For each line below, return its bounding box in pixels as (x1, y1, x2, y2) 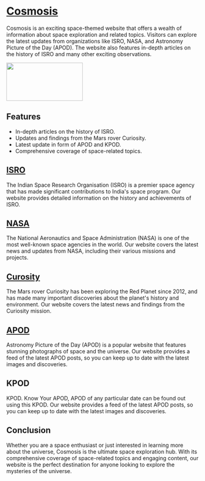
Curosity (6, 272, 40, 282)
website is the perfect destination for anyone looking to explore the (6, 461, 175, 468)
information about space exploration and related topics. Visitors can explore (6, 31, 197, 38)
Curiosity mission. (6, 307, 52, 315)
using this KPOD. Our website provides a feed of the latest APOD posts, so (6, 401, 193, 408)
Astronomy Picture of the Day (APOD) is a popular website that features (6, 341, 187, 349)
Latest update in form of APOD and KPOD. (15, 140, 121, 148)
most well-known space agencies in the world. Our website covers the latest (6, 241, 199, 248)
